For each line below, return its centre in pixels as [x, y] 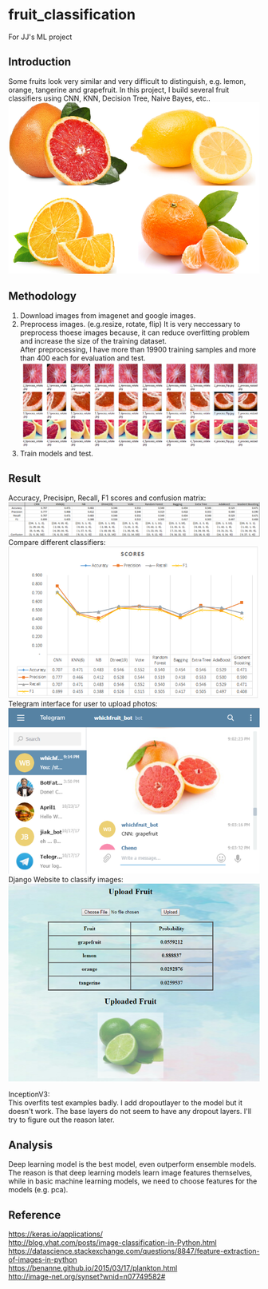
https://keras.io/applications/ [56, 1234]
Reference [35, 1215]
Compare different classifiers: [57, 542]
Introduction [40, 62]
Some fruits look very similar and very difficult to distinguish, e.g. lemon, [127, 81]
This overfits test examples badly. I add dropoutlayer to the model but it [126, 1103]
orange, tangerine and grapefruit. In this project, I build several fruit [119, 90]
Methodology [43, 296]
